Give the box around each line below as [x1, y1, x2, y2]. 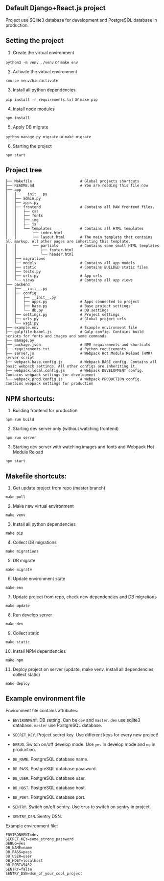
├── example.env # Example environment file [5, 325, 138, 330]
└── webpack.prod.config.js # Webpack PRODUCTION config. [5, 377, 141, 382]
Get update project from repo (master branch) [12, 485, 106, 491]
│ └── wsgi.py [5, 321, 39, 326]
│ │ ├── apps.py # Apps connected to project [5, 300, 140, 304]
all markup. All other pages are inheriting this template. [5, 239, 131, 244]
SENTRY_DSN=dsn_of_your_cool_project [5, 871, 83, 876]
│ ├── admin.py [5, 196, 41, 201]
